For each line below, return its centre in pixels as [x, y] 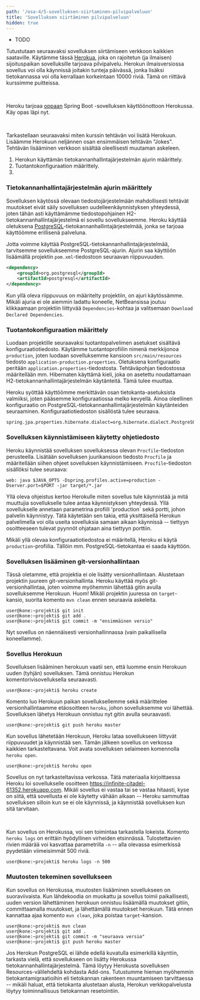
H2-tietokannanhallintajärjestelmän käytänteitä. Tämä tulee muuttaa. [90, 381]
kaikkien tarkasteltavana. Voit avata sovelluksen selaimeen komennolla [93, 749]
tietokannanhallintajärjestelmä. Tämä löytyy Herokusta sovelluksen [88, 965]
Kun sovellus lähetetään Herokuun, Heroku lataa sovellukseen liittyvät [91, 736]
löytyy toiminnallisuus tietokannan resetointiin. [63, 990]
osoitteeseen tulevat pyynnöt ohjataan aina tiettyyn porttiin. [79, 528]
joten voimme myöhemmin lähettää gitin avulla [104, 587]
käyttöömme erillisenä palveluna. [47, 232]
